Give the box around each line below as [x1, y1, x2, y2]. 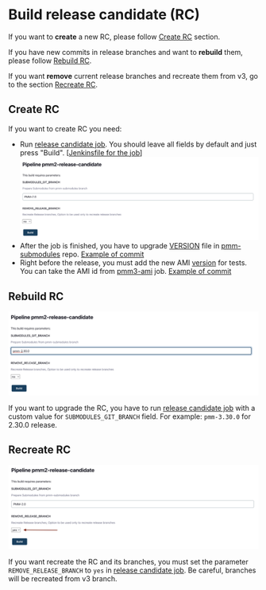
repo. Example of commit [62, 249, 145, 260]
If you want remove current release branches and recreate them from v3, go [8, 71, 258, 80]
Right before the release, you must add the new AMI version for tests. [19, 258, 248, 268]
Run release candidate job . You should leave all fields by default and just [19, 139, 257, 149]
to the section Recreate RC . [8, 80, 98, 89]
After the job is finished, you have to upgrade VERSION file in [19, 241, 220, 251]
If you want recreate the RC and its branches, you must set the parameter [8, 557, 249, 566]
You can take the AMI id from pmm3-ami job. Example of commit [19, 267, 232, 276]
